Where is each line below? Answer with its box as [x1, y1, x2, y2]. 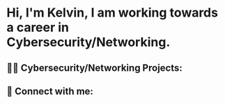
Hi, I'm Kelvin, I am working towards [6, 5, 219, 21]
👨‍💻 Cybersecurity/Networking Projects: [6, 62, 183, 73]
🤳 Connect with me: [6, 85, 93, 97]
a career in [6, 19, 70, 35]
